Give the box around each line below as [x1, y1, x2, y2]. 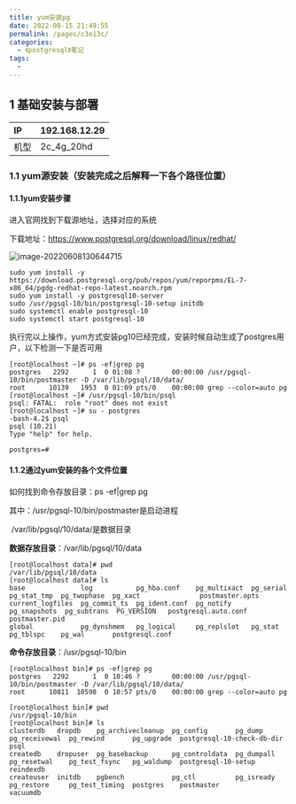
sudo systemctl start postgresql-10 [9, 314, 144, 323]
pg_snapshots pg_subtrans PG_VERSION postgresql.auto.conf [9, 607, 248, 616]
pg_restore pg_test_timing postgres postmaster [9, 781, 220, 790]
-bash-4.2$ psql [9, 414, 69, 423]
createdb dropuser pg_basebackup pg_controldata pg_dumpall [9, 750, 276, 759]
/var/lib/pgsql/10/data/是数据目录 [11, 524, 132, 535]
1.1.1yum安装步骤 [9, 193, 71, 204]
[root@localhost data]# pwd [9, 560, 113, 569]
